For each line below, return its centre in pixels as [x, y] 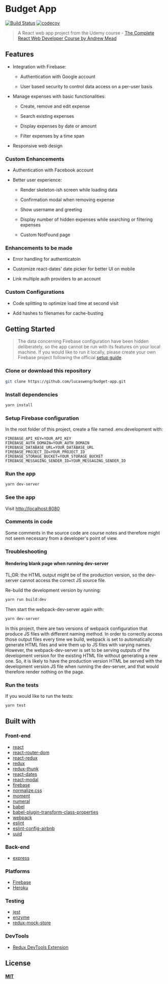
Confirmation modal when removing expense [67, 200]
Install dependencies [32, 394]
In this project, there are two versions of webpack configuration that [76, 628]
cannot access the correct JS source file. [63, 580]
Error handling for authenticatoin [47, 259]
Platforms [18, 871]
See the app [20, 497]
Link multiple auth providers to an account [57, 279]
